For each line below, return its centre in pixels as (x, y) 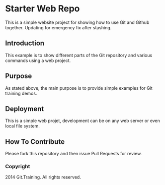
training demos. (21, 93)
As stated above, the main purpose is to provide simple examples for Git (79, 88)
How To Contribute (35, 142)
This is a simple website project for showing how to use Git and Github (77, 22)
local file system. (22, 126)
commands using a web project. (38, 61)
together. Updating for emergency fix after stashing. (58, 27)
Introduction (25, 43)
